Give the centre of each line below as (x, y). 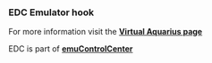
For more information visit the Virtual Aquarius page (106, 32)
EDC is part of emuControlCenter (71, 49)
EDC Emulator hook (51, 12)
